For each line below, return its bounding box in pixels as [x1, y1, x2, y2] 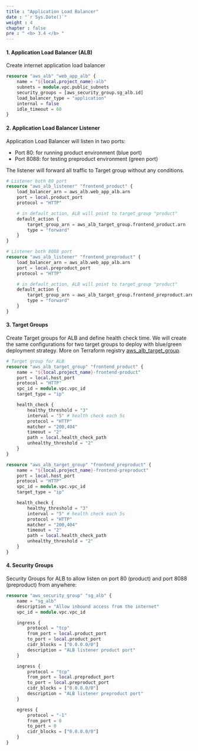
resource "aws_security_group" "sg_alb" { [6, 593, 112, 599]
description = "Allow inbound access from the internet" [16, 604, 160, 610]
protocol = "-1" [27, 712, 67, 718]
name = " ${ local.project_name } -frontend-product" [16, 369, 141, 375]
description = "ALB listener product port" [27, 647, 136, 653]
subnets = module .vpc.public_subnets [16, 84, 110, 90]
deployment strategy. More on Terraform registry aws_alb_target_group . [6, 347, 181, 354]
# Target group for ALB [6, 358, 65, 364]
